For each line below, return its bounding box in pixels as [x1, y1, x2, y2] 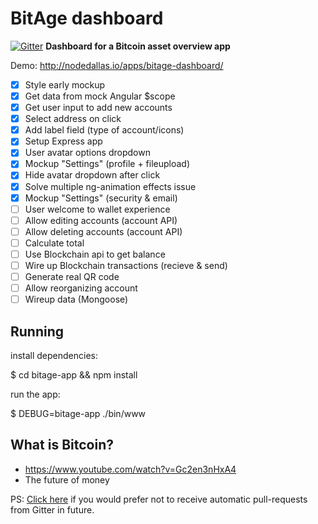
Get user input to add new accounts [24, 102, 173, 114]
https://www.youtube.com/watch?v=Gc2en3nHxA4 [24, 463, 237, 475]
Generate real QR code [24, 271, 120, 282]
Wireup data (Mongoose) [24, 293, 129, 306]
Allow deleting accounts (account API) [24, 225, 183, 237]
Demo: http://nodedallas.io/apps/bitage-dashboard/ [10, 59, 224, 71]
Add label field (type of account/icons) [24, 124, 185, 136]
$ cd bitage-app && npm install [10, 369, 138, 381]
